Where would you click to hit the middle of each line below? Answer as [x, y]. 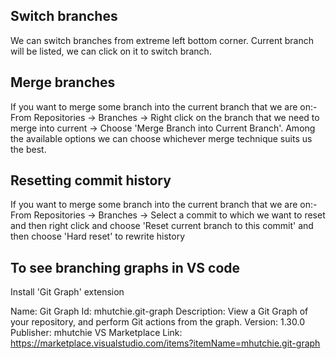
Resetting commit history [91, 180]
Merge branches [63, 82]
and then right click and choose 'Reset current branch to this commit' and [162, 226]
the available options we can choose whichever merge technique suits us [161, 138]
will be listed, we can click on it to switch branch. [111, 51]
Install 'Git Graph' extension [67, 292]
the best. [28, 149]
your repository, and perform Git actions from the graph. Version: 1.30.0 [157, 322]
